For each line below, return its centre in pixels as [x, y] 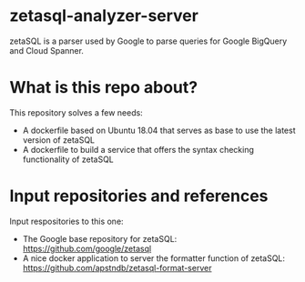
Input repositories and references [139, 196]
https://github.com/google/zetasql [87, 248]
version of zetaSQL [59, 140]
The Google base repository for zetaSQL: [100, 238]
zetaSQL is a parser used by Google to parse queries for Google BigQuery [148, 41]
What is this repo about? [104, 88]
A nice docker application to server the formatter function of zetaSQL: [153, 258]
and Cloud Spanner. [47, 50]
